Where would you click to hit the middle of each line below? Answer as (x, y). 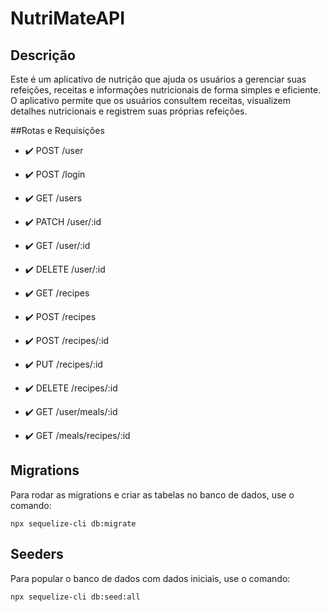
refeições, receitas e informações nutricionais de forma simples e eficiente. (166, 90)
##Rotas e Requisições (57, 130)
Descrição (43, 55)
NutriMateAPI (68, 18)
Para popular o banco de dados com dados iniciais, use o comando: (150, 578)
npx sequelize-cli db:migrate (73, 523)
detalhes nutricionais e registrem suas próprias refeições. (129, 111)
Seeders (37, 554)
